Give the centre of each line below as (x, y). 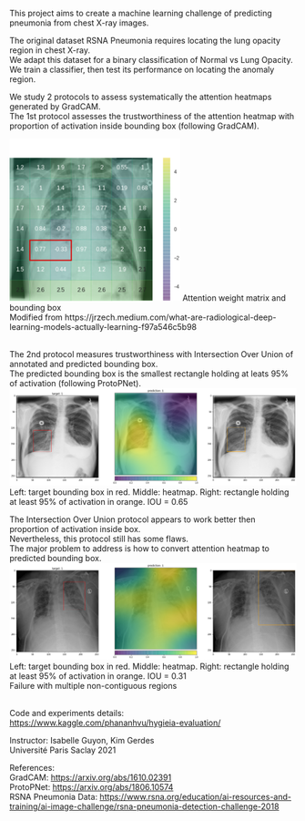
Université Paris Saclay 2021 (63, 750)
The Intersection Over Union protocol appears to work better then (133, 519)
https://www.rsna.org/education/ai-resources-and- (195, 797)
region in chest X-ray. (50, 50)
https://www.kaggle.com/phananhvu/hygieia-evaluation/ (115, 723)
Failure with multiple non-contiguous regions (93, 686)
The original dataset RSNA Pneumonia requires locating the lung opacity (145, 41)
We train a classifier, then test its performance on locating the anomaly (142, 69)
